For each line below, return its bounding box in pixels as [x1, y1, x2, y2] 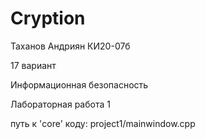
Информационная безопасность [10, 78, 149, 91]
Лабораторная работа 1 [10, 98, 111, 110]
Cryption [10, 7, 86, 30]
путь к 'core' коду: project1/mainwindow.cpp [10, 117, 196, 129]
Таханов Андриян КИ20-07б [10, 40, 131, 52]
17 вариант [10, 59, 57, 71]
